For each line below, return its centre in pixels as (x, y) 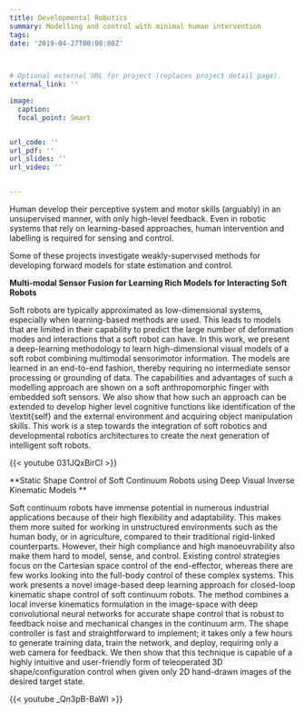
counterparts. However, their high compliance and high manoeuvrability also (152, 546)
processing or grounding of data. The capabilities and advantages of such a (151, 377)
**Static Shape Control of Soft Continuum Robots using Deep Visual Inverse (152, 480)
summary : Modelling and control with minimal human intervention (135, 26)
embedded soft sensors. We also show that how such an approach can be (148, 397)
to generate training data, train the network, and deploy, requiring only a (144, 643)
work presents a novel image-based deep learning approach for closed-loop (152, 585)
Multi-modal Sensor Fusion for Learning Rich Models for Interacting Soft (148, 283)
